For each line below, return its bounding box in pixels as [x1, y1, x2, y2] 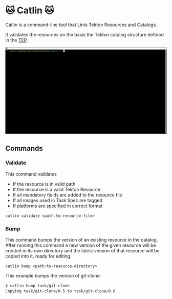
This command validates [5, 171, 57, 177]
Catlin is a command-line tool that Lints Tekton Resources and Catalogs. [5, 22, 157, 28]
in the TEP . [5, 37, 28, 43]
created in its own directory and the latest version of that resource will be [5, 248, 160, 254]
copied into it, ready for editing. [5, 253, 72, 260]
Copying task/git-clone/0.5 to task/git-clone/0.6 [5, 289, 116, 294]
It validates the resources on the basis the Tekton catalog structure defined [5, 31, 164, 37]
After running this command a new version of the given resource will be [5, 242, 156, 248]
